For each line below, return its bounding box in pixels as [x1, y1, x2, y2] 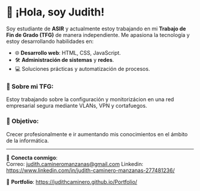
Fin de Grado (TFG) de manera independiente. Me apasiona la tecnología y [6, 31, 190, 38]
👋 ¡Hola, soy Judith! [6, 5, 105, 19]
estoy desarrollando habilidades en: [6, 37, 94, 45]
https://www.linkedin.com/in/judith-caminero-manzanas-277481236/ [6, 167, 175, 174]
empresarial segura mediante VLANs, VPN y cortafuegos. [6, 102, 148, 109]
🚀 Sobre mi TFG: [6, 82, 54, 90]
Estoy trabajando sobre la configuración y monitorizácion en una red [6, 96, 174, 103]
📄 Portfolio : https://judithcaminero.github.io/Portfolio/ [6, 178, 137, 185]
